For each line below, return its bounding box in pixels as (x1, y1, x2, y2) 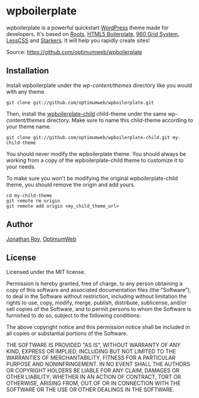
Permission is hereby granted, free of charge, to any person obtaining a (6, 280, 183, 287)
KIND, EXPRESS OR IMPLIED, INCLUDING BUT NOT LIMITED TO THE (6, 348, 176, 355)
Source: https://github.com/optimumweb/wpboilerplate (6, 48, 143, 55)
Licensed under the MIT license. (6, 269, 86, 276)
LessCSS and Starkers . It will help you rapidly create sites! (6, 37, 150, 44)
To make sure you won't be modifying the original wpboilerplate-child (6, 174, 178, 182)
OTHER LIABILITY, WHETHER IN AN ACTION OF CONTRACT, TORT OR (6, 373, 181, 381)
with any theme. (6, 88, 46, 95)
